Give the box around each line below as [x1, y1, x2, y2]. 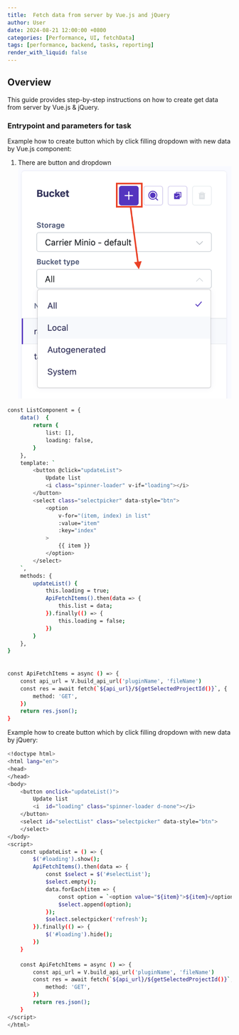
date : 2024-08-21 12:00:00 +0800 [7, 26, 107, 34]
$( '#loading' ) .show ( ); [33, 856, 100, 863]
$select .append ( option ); [58, 901, 132, 908]
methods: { [20, 572, 53, 579]
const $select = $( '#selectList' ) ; [45, 871, 152, 878]
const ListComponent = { [7, 407, 81, 414]
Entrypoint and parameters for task [7, 121, 132, 131]
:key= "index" [58, 527, 97, 534]
